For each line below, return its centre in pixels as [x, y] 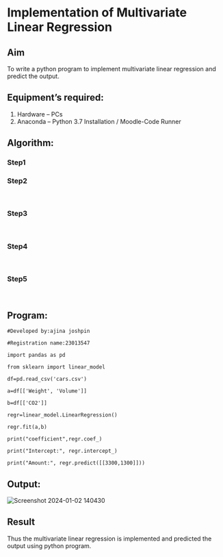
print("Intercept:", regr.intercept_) [62, 451]
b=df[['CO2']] [27, 403]
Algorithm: [30, 143]
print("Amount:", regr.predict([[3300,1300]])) [76, 463]
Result [21, 522]
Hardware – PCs [40, 114]
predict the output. [33, 76]
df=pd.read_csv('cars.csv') [47, 379]
